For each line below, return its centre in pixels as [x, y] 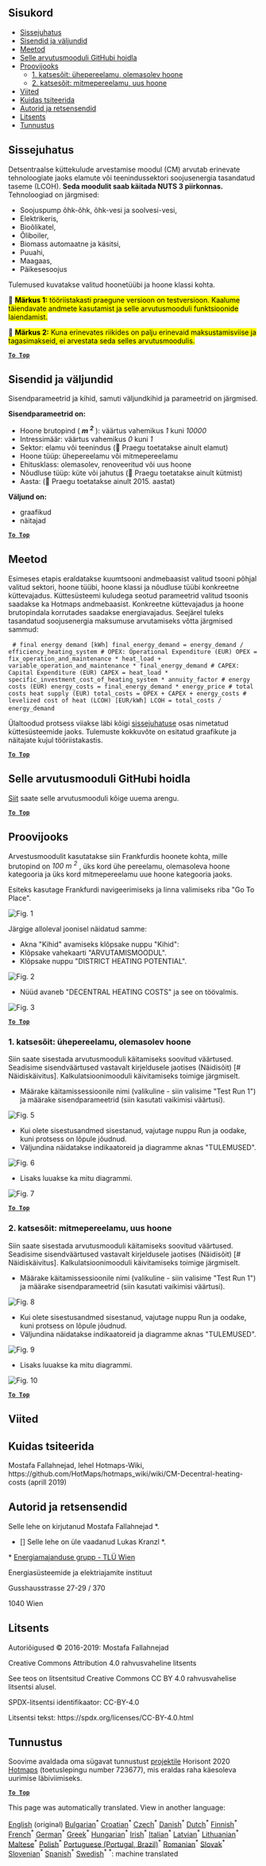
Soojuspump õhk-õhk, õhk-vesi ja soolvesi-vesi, [98, 210]
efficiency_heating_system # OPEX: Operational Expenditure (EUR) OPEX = [133, 652]
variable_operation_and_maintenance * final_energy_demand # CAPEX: [124, 666]
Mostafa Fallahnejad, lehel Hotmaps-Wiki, [76, 1465]
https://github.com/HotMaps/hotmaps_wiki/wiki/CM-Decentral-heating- [126, 1473]
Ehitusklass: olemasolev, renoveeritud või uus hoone [106, 465]
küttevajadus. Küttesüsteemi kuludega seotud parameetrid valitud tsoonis [128, 595]
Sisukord [31, 13]
